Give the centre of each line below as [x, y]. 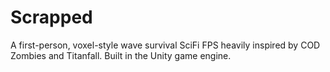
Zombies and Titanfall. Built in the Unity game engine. [121, 55]
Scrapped [51, 17]
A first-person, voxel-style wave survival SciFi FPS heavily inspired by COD [165, 45]
